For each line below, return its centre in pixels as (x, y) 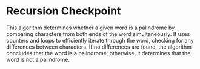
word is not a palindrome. (38, 59)
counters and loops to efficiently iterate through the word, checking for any (100, 40)
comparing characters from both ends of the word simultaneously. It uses (98, 34)
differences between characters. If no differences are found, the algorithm (99, 47)
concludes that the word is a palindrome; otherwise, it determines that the (98, 53)
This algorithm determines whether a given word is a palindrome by (91, 28)
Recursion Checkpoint (64, 11)
